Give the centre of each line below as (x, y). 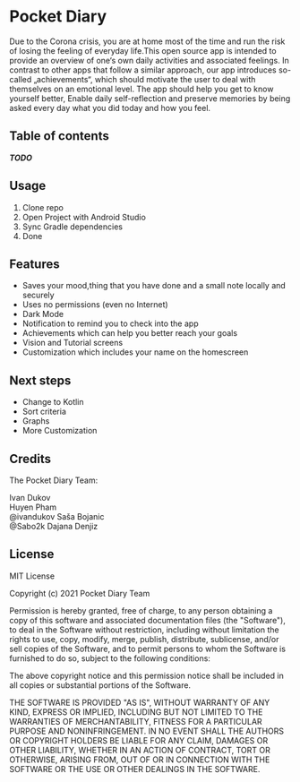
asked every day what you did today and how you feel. (110, 107)
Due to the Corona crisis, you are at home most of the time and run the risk (147, 41)
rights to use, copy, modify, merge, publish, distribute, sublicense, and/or (144, 639)
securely (39, 295)
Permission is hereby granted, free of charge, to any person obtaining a (141, 610)
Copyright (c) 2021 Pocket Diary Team (80, 593)
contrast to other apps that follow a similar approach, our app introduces (143, 70)
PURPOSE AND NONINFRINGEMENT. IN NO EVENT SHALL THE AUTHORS (147, 731)
